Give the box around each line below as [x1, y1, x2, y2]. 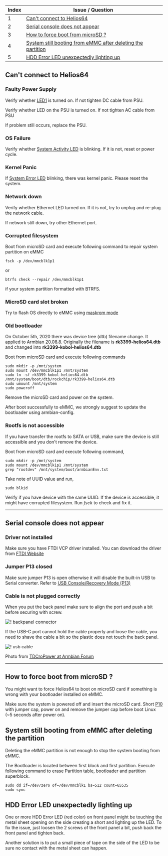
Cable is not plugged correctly [5, 592, 80, 599]
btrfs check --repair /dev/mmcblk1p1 [5, 277, 84, 282]
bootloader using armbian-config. [5, 409, 75, 415]
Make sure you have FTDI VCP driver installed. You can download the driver [5, 545, 161, 551]
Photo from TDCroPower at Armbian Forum [5, 653, 94, 659]
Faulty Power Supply [5, 86, 56, 93]
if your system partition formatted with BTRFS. [5, 286, 100, 292]
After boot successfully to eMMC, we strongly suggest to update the [5, 404, 146, 410]
